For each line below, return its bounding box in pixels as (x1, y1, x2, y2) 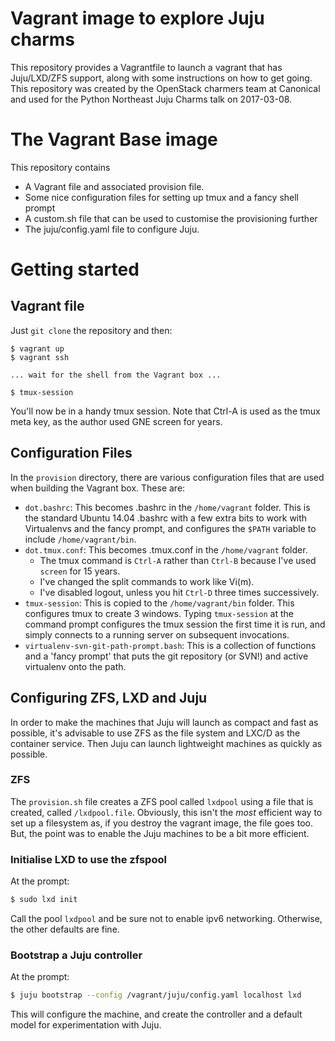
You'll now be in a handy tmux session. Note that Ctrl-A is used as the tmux (10, 405, 321, 417)
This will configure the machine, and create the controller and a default (10, 1008, 303, 1021)
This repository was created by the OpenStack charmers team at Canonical (10, 82, 321, 94)
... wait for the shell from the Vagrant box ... (10, 370, 222, 380)
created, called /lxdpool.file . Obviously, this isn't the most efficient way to (10, 806, 323, 818)
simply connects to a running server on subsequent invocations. (24, 628, 290, 641)
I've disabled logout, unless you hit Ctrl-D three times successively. (39, 586, 320, 598)
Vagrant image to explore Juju (10, 7, 265, 30)
